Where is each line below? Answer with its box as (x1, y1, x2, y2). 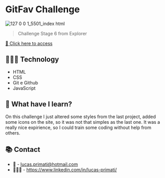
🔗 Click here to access (5, 40, 53, 47)
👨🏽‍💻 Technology (5, 55, 59, 64)
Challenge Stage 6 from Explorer (17, 30, 87, 36)
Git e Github (12, 79, 38, 85)
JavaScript (12, 85, 36, 91)
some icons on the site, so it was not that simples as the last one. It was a (5, 119, 160, 125)
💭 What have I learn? (5, 100, 73, 108)
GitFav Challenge (5, 4, 80, 15)
